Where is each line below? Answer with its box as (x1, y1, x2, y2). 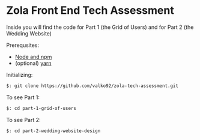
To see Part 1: (6, 94, 40, 101)
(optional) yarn (14, 59, 52, 67)
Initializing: (6, 71, 33, 78)
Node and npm (14, 53, 52, 60)
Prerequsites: (6, 41, 40, 49)
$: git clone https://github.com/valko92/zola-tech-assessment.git (6, 82, 179, 89)
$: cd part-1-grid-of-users (6, 105, 77, 111)
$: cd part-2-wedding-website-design (6, 127, 101, 134)
